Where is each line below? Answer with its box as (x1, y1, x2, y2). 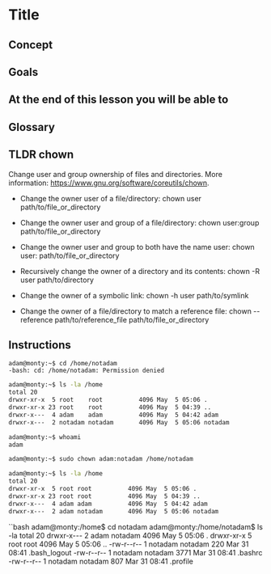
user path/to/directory (19, 275, 95, 285)
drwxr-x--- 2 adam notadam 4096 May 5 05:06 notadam (8, 507, 219, 515)
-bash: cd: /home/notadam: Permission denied (8, 366, 164, 375)
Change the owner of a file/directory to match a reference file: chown (19, 306, 252, 316)
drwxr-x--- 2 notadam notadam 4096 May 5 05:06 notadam (8, 418, 230, 426)
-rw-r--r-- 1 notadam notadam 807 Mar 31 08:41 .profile (8, 556, 194, 566)
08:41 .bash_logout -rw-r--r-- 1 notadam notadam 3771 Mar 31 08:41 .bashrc (8, 547, 263, 557)
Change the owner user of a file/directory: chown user (19, 193, 202, 203)
